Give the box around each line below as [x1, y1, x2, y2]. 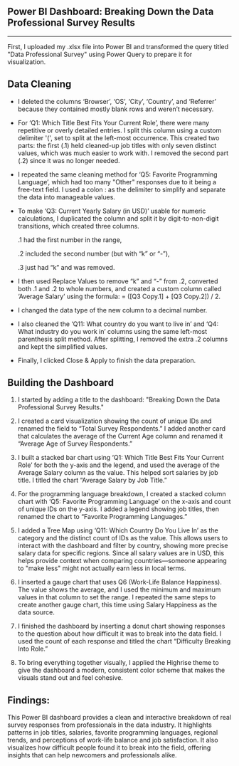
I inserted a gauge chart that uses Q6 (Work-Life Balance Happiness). [17, 578, 222, 587]
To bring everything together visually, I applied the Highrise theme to [17, 659, 219, 667]
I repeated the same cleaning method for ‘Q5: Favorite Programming [17, 170, 218, 179]
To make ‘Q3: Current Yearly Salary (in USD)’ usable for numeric [17, 206, 206, 215]
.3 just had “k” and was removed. [17, 263, 115, 271]
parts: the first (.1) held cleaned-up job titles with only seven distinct [17, 141, 217, 149]
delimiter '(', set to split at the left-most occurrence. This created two [17, 133, 220, 142]
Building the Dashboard [7, 377, 114, 389]
